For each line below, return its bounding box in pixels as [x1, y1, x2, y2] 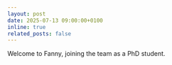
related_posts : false [7, 30, 72, 37]
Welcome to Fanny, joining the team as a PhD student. [7, 49, 166, 58]
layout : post [7, 10, 46, 18]
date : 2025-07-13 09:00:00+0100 [7, 17, 103, 24]
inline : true [7, 23, 46, 30]
